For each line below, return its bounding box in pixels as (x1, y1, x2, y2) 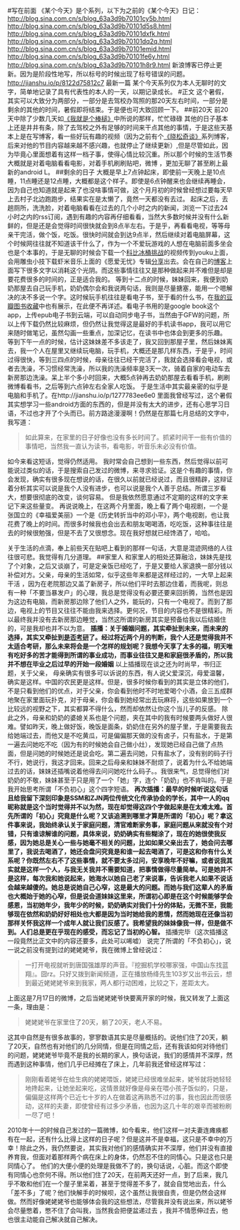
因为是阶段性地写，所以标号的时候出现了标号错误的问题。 (19, 70, 189, 78)
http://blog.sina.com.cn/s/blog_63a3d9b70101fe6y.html (7, 52, 170, 61)
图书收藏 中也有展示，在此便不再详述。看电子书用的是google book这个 (13, 302, 220, 310)
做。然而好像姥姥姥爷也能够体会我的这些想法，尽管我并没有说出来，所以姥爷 (7, 1197, 233, 1206)
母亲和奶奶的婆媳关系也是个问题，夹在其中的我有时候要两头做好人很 (31, 714, 233, 721)
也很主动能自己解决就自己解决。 (7, 1215, 101, 1224)
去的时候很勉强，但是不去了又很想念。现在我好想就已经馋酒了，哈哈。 (7, 529, 214, 537)
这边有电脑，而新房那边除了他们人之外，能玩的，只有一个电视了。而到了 (13, 597, 226, 606)
